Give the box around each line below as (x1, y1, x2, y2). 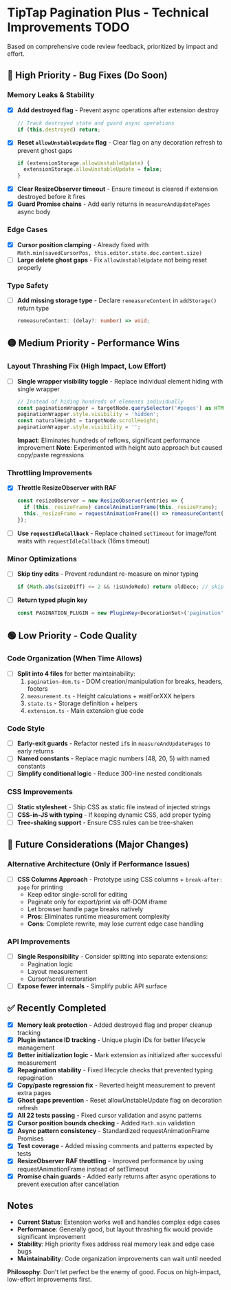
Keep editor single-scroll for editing (27, 890, 128, 898)
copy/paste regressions (16, 451, 85, 459)
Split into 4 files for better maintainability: (16, 669, 136, 678)
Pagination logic (27, 959, 74, 968)
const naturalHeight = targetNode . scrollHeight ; (16, 417, 159, 424)
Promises (16, 1134, 44, 1143)
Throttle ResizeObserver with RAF (16, 483, 117, 492)
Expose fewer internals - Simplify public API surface (16, 981, 167, 990)
